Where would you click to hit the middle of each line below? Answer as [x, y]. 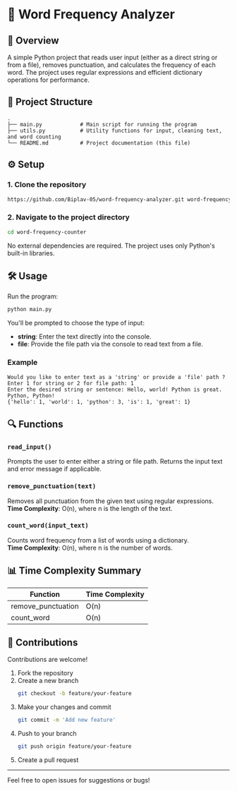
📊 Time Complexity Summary [74, 571]
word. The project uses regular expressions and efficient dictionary [105, 72]
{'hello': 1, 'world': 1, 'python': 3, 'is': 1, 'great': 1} [99, 401]
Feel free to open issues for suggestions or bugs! [79, 780]
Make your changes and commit [64, 707]
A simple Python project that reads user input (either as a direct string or [113, 57]
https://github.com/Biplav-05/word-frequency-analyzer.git [96, 199]
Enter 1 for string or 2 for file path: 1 [71, 383]
